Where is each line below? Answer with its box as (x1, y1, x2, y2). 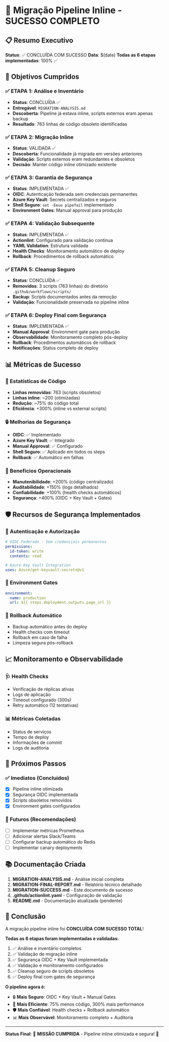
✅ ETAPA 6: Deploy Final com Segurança (5, 312, 107, 319)
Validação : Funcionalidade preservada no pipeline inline (12, 299, 129, 305)
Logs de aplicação (12, 691, 51, 698)
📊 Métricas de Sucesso (5, 360, 81, 369)
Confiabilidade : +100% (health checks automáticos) (12, 489, 122, 495)
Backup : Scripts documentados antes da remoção (12, 293, 117, 300)
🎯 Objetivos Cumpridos (5, 73, 79, 81)
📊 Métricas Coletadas (5, 715, 61, 722)
